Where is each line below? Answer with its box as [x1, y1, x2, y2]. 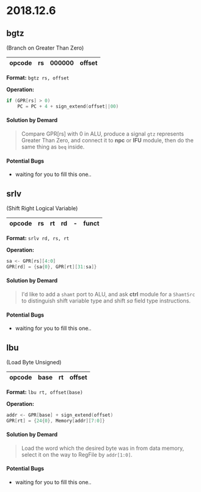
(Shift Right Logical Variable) [6, 204, 78, 211]
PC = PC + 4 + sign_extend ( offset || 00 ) [17, 103, 119, 109]
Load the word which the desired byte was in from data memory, [21, 444, 185, 452]
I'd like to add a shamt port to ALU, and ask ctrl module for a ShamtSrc [21, 290, 196, 298]
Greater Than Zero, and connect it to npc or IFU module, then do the [21, 136, 194, 144]
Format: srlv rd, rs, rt [6, 234, 70, 241]
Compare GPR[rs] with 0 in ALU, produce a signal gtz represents [21, 130, 185, 138]
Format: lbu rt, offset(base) [6, 388, 84, 395]
